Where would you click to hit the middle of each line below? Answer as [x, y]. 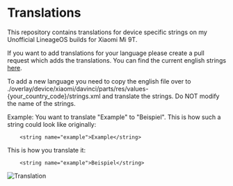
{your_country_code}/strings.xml [54, 96]
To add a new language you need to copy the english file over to [99, 81]
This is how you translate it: [46, 150]
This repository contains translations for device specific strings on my [107, 32]
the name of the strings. [41, 103]
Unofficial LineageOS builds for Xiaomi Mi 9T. [72, 39]
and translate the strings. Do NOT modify [161, 96]
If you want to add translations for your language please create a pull [106, 53]
